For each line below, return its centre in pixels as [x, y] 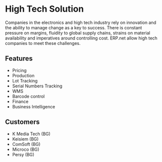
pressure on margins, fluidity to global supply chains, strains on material [78, 33]
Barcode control [28, 96]
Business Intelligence [34, 106]
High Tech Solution [45, 9]
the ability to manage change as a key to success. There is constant [74, 27]
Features [19, 59]
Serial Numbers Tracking [37, 86]
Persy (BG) [23, 154]
